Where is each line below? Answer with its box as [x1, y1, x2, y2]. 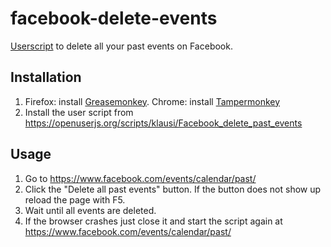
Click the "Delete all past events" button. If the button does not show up [24, 183, 322, 195]
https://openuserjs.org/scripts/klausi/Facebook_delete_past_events [24, 117, 303, 129]
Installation [10, 69, 82, 86]
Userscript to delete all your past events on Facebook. [10, 40, 233, 52]
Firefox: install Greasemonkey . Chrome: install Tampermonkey [24, 95, 281, 107]
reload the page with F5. [24, 193, 126, 206]
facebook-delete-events [10, 7, 218, 30]
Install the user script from [24, 106, 134, 118]
